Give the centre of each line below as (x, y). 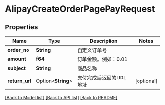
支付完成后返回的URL (102, 78)
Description (104, 41)
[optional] (146, 81)
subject (17, 68)
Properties (22, 27)
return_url (19, 81)
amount (17, 59)
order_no (18, 50)
